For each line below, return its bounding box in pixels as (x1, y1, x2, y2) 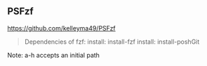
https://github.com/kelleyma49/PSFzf (7, 24, 116, 32)
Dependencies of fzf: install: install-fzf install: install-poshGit (24, 38, 200, 46)
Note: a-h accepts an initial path (7, 51, 100, 59)
